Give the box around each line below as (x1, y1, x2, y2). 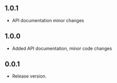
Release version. (12, 73, 47, 79)
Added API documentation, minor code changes (12, 45, 112, 51)
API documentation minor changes (12, 17, 84, 23)
